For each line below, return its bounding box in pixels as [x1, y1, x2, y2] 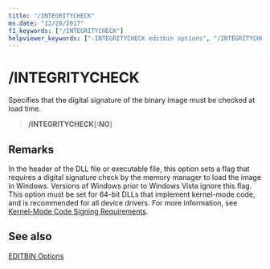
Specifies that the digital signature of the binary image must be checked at [8, 96, 256, 105]
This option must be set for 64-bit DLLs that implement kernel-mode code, [8, 190, 256, 199]
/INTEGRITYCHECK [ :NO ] [27, 120, 112, 129]
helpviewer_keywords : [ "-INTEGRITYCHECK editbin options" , [8, 34, 211, 43]
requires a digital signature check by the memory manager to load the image [8, 173, 262, 181]
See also [8, 230, 52, 243]
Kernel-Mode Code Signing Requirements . [8, 206, 149, 216]
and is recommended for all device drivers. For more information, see [8, 198, 238, 207]
